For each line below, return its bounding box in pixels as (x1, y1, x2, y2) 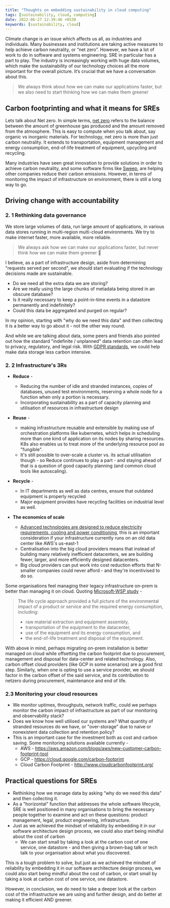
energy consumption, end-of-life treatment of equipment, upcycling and (5, 145, 157, 151)
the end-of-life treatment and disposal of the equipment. (25, 635, 144, 641)
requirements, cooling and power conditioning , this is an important (20, 529, 160, 536)
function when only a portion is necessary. (20, 394, 110, 400)
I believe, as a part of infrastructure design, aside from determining (5, 259, 146, 266)
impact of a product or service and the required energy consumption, (17, 603, 163, 610)
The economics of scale (12, 514, 65, 520)
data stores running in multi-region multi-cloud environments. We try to (5, 228, 155, 235)
